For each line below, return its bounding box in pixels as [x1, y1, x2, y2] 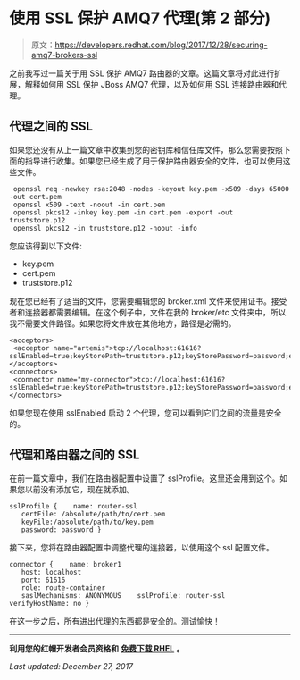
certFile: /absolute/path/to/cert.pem [21, 509, 166, 518]
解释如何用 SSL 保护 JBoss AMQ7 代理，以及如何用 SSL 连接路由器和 [24, 79, 279, 89]
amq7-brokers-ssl [30, 49, 98, 60]
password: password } [21, 525, 102, 534]
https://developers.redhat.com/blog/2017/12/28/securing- [54, 39, 268, 50]
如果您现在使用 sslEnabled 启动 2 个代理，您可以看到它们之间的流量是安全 [9, 407, 282, 418]
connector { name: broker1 [9, 559, 122, 568]
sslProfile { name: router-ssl [9, 501, 138, 510]
